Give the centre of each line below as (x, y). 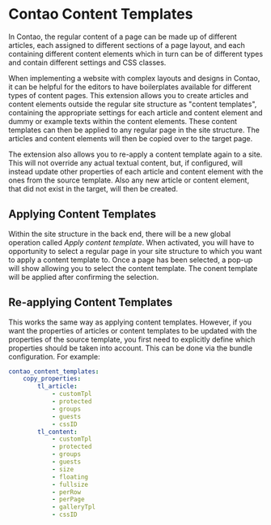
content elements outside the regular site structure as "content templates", (133, 104)
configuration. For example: (54, 356)
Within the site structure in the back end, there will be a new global (120, 234)
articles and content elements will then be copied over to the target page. (131, 138)
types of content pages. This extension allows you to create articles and (129, 95)
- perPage (68, 500)
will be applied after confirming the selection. (84, 277)
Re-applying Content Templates (91, 302)
